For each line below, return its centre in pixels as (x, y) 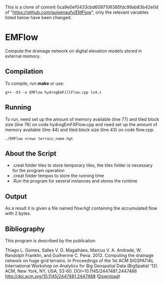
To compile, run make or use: (35, 83)
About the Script (31, 153)
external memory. (23, 56)
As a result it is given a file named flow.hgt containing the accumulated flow (81, 208)
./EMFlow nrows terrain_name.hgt (39, 139)
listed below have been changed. (38, 17)
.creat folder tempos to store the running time (58, 176)
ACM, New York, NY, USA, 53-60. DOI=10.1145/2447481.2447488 (71, 271)
